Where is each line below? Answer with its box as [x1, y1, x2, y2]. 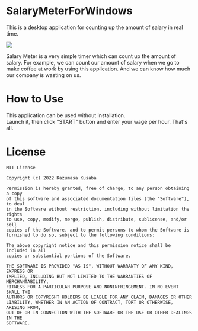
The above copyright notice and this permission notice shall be [6, 242, 171, 248]
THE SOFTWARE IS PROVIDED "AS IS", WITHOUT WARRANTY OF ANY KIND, [6, 263, 174, 269]
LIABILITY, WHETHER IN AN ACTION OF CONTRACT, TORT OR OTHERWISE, [6, 299, 174, 306]
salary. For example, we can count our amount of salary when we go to [6, 59, 180, 66]
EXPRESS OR [6, 268, 33, 274]
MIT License [6, 165, 36, 171]
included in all [6, 248, 46, 253]
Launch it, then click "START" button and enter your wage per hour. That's [6, 118, 188, 125]
